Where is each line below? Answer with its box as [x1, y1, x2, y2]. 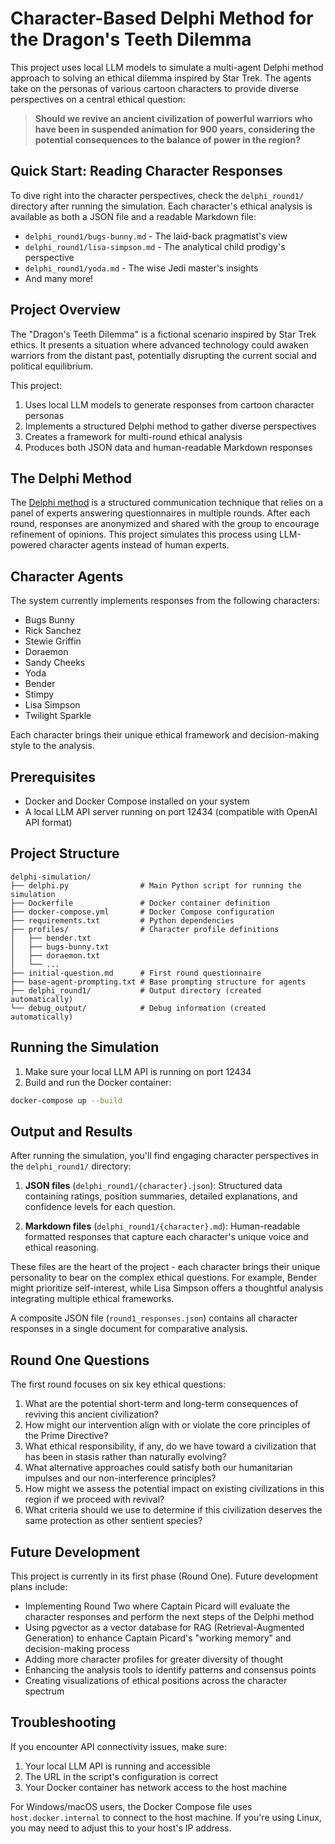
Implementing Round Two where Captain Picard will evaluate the [24, 1600, 291, 1612]
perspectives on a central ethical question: [10, 93, 186, 105]
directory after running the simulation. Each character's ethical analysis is [10, 200, 313, 212]
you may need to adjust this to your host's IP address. [10, 1822, 232, 1834]
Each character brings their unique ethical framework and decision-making [10, 729, 320, 741]
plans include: [10, 1580, 68, 1592]
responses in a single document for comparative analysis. [10, 1323, 248, 1335]
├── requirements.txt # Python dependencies [10, 915, 235, 926]
